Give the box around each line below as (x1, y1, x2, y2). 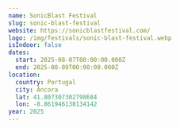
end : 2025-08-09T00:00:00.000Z (15, 64, 119, 72)
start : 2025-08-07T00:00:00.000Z (15, 56, 126, 64)
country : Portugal (15, 78, 77, 86)
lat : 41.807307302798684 (15, 93, 98, 101)
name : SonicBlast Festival (8, 11, 98, 20)
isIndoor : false (8, 41, 62, 49)
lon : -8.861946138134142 (15, 100, 98, 108)
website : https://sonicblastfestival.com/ (8, 26, 151, 34)
